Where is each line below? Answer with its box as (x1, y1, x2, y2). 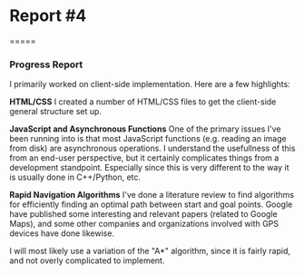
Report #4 (9, 5, 87, 26)
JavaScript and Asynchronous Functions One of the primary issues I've (9, 123, 281, 134)
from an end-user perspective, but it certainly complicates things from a (9, 152, 279, 163)
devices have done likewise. (9, 228, 115, 239)
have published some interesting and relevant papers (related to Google (9, 209, 279, 220)
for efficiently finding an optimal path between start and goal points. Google (9, 199, 293, 210)
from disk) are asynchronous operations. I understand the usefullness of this (9, 142, 296, 154)
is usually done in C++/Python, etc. (9, 172, 142, 182)
